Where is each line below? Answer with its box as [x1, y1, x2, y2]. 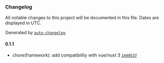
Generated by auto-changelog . [5, 30, 67, 36]
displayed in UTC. [5, 20, 42, 26]
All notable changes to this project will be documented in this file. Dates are [5, 15, 160, 21]
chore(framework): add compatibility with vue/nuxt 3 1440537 [12, 52, 137, 58]
